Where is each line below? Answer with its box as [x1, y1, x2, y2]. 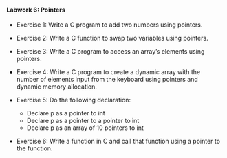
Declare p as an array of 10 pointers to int [26, 124, 144, 132]
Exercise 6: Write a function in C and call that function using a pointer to [16, 137, 221, 146]
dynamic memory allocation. [16, 82, 98, 91]
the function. [16, 144, 53, 153]
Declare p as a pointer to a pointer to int [26, 117, 140, 125]
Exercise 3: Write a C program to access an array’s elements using [16, 47, 205, 56]
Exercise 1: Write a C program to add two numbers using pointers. [16, 21, 203, 29]
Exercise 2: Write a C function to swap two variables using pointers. [16, 34, 208, 43]
